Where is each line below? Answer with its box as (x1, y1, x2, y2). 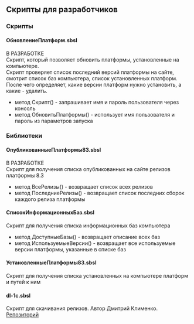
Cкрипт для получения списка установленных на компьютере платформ (6, 272, 189, 279)
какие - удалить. (6, 87, 48, 94)
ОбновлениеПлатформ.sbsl (6, 36, 77, 43)
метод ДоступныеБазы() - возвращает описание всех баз (14, 233, 160, 240)
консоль (14, 105, 36, 112)
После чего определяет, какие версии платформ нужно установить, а (6, 81, 182, 88)
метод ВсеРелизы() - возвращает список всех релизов (14, 183, 154, 190)
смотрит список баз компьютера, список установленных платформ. (6, 74, 178, 81)
